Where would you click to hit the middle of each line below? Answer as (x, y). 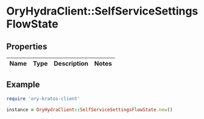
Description (71, 63)
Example (23, 85)
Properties (27, 46)
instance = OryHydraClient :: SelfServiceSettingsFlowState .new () (90, 110)
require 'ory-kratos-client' (43, 98)
